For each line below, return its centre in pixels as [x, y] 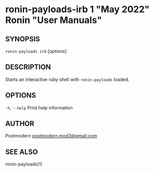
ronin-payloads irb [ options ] [36, 51]
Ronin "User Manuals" [54, 20]
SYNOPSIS [23, 39]
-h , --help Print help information [39, 107]
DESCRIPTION [28, 67]
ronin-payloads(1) [24, 164]
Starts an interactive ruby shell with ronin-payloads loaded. [68, 79]
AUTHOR [20, 124]
